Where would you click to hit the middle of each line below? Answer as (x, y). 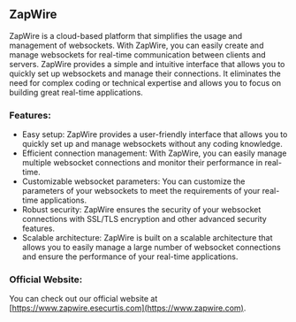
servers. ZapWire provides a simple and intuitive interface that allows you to (147, 64)
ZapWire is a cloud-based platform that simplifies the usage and (126, 35)
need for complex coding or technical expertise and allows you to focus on (145, 82)
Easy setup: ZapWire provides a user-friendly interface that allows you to (155, 134)
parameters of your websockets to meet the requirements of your (141, 191)
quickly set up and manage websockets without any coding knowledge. (152, 144)
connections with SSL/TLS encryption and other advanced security (144, 219)
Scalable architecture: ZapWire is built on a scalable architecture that (147, 238)
